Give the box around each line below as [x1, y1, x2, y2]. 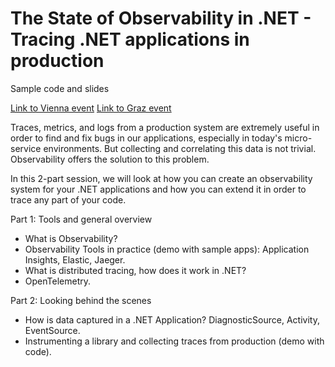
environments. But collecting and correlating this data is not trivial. [43, 142, 317, 154]
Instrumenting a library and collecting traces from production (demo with [24, 335, 325, 347]
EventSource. [24, 324, 81, 336]
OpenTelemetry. [24, 275, 91, 287]
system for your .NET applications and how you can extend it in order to [10, 183, 307, 195]
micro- [284, 132, 313, 144]
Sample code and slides [10, 82, 110, 94]
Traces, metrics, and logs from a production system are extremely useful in [10, 121, 320, 133]
